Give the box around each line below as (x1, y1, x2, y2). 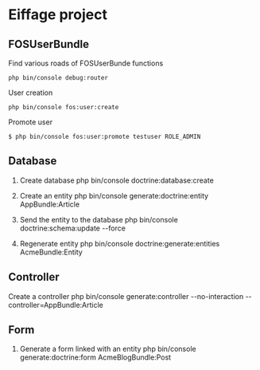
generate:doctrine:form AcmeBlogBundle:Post (19, 352, 172, 362)
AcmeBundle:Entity (19, 247, 83, 257)
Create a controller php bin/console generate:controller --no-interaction (8, 291, 244, 301)
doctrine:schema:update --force (19, 223, 126, 233)
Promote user (8, 117, 53, 127)
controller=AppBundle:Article (8, 300, 103, 309)
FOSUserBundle (8, 37, 90, 51)
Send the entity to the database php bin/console (19, 215, 179, 224)
